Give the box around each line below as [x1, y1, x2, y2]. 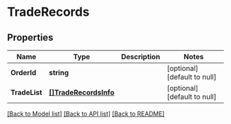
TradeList [10, 87, 43, 97]
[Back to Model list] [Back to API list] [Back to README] [7, 110, 165, 118]
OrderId [10, 68, 36, 77]
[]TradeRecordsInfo [49, 87, 115, 97]
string [49, 68, 69, 77]
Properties [7, 32, 54, 43]
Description [121, 52, 160, 61]
